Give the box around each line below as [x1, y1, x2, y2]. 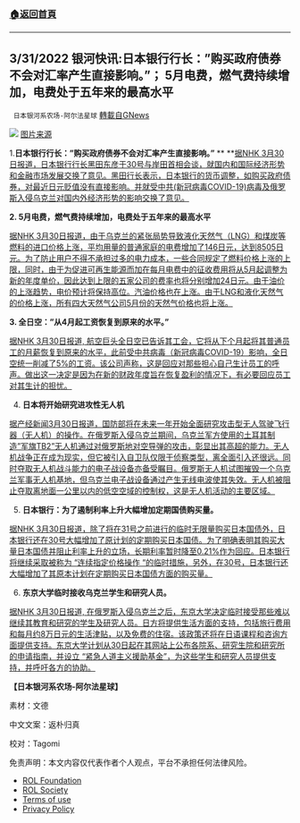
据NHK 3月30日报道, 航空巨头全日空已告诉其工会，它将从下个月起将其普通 [9, 335, 283, 346]
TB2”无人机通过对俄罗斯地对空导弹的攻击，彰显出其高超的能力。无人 [36, 441, 290, 452]
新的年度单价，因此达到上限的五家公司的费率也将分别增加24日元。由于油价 [9, 276, 286, 286]
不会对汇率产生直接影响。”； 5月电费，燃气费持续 [9, 67, 279, 82]
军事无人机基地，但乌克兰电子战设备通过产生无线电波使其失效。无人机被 [16, 474, 283, 485]
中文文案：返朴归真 [9, 719, 80, 730]
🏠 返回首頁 [9, 7, 57, 20]
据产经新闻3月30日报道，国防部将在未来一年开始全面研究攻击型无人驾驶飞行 [9, 419, 290, 429]
